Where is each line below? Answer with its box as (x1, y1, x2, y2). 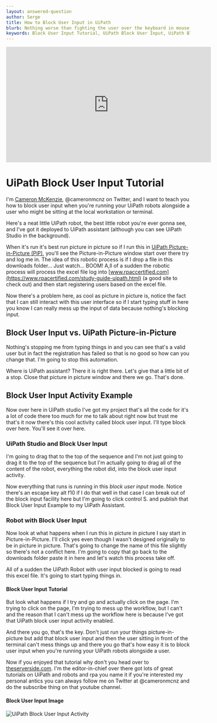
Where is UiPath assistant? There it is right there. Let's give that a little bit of (6, 367, 189, 374)
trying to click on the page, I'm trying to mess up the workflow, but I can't (6, 605, 183, 612)
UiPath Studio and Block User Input (6, 440, 108, 448)
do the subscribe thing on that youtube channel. (6, 684, 122, 691)
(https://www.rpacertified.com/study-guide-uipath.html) (6, 275, 142, 282)
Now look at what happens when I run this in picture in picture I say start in (6, 529, 186, 537)
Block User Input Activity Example (6, 391, 133, 401)
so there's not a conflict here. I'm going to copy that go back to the (6, 548, 167, 555)
